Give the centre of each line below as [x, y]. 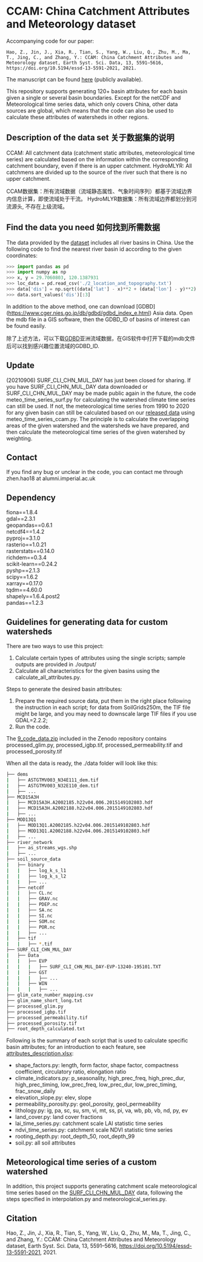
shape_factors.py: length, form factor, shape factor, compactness [97, 1065]
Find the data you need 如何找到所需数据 [83, 227]
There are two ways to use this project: [55, 646]
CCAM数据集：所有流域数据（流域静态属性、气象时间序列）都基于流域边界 [99, 191]
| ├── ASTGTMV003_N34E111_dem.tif [52, 780]
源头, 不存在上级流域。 [39, 206]
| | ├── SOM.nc [31, 921]
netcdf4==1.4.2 [25, 532]
